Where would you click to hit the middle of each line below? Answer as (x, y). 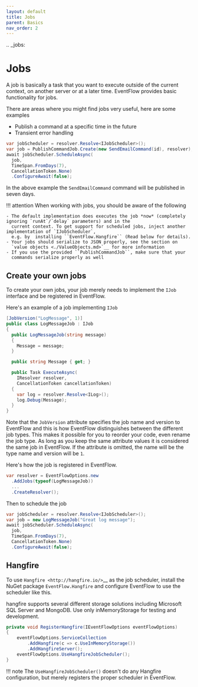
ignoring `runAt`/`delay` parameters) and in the (68, 222)
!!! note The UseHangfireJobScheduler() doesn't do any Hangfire (84, 671)
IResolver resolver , (42, 378)
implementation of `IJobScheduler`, (51, 232)
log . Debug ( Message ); (42, 400)
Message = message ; (41, 346)
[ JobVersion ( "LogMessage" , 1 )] (44, 318)
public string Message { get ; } (51, 362)
